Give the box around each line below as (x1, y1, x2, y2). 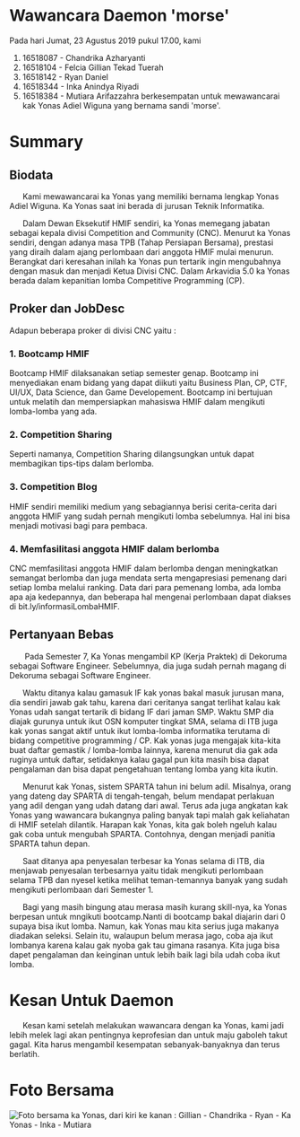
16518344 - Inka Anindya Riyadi (21, 81, 140, 92)
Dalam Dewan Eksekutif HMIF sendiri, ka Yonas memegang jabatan (21, 217, 270, 229)
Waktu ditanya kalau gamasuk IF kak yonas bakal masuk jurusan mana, (21, 687, 285, 698)
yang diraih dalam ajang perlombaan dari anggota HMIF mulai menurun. (9, 246, 275, 257)
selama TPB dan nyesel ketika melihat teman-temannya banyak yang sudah (9, 874, 288, 885)
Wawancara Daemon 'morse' (9, 5, 230, 26)
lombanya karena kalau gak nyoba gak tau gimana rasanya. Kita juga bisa (9, 940, 280, 950)
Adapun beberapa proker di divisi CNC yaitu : (9, 325, 176, 336)
